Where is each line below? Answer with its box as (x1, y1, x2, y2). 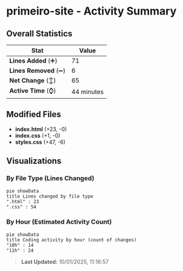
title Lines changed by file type (6, 193, 94, 199)
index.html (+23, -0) (15, 125, 67, 133)
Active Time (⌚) (9, 87, 56, 95)
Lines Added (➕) (9, 56, 58, 65)
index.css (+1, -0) (15, 132, 61, 139)
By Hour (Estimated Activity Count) (6, 218, 112, 226)
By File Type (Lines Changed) (6, 174, 95, 182)
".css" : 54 (6, 204, 36, 210)
